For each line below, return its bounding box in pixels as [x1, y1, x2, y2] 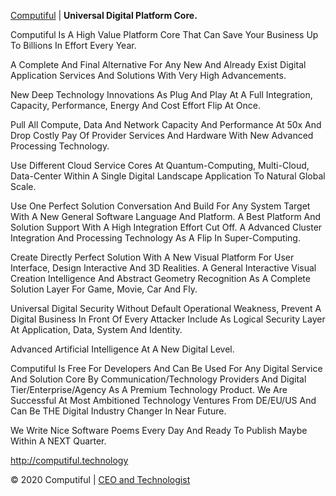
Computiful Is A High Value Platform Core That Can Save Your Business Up [10, 29, 319, 40]
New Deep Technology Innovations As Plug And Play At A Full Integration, [10, 89, 313, 100]
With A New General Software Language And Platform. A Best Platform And [10, 211, 322, 222]
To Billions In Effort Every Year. [10, 40, 137, 51]
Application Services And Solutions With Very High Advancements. [10, 70, 287, 81]
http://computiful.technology [10, 455, 129, 466]
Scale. [10, 181, 37, 192]
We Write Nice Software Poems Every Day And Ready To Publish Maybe [10, 425, 308, 436]
